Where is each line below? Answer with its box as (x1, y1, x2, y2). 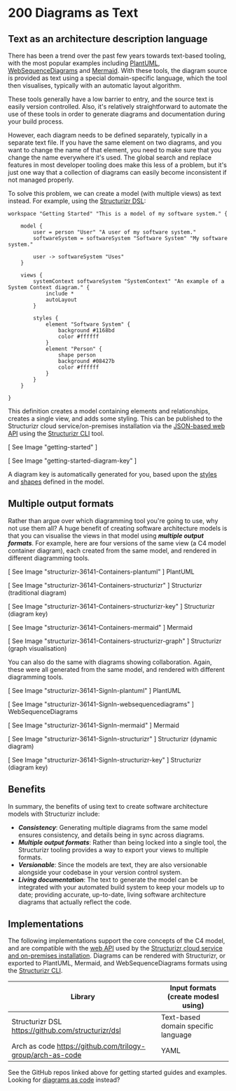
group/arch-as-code (11, 1050, 82, 1060)
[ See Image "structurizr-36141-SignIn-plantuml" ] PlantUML (8, 686, 181, 694)
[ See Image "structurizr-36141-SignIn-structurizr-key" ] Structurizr (8, 755, 202, 764)
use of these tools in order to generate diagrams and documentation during (8, 110, 225, 118)
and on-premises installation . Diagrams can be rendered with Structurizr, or (8, 951, 226, 960)
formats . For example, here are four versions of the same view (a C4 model (8, 538, 226, 547)
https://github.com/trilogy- (56, 1041, 146, 1051)
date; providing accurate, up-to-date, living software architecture (18, 890, 206, 899)
